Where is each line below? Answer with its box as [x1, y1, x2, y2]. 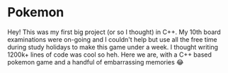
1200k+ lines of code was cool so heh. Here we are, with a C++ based [7, 50, 212, 59]
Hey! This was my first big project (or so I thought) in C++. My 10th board [7, 28, 221, 36]
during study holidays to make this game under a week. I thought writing [7, 43, 218, 51]
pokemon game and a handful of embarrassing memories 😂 [7, 57, 184, 66]
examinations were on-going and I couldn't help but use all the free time [7, 35, 217, 43]
